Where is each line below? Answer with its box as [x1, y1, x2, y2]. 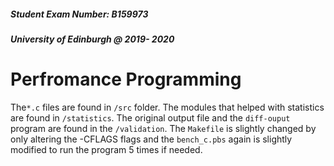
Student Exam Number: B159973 [10, 8, 149, 20]
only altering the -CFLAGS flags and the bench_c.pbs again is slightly [10, 133, 293, 145]
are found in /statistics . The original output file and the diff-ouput [10, 111, 291, 124]
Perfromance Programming [10, 68, 242, 91]
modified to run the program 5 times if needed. [10, 143, 203, 155]
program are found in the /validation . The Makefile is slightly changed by [10, 122, 317, 134]
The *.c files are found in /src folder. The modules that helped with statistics [10, 101, 325, 113]
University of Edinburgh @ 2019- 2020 [10, 33, 175, 45]
